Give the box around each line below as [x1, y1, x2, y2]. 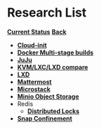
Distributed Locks [27, 107, 80, 115]
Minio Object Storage [16, 92, 80, 101]
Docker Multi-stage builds [16, 48, 94, 57]
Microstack [16, 85, 51, 93]
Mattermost [16, 77, 52, 86]
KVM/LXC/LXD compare [16, 63, 89, 71]
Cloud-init [16, 41, 47, 49]
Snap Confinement [16, 114, 73, 122]
